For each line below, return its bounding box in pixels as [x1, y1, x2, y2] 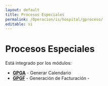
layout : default [5, 7, 40, 13]
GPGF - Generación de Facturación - [12, 75, 90, 81]
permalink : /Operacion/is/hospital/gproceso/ [5, 17, 103, 22]
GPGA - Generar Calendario [12, 70, 71, 76]
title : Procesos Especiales [5, 12, 65, 17]
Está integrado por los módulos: [5, 60, 72, 66]
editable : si [5, 21, 33, 27]
